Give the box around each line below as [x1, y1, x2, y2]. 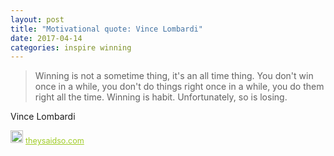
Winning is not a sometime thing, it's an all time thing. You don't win [34, 70, 314, 82]
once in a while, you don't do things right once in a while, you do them [34, 81, 325, 93]
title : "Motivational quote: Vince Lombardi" [10, 24, 203, 34]
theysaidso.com [25, 136, 85, 146]
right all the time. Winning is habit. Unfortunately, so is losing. [34, 91, 288, 103]
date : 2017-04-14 [10, 33, 83, 43]
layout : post [10, 14, 65, 25]
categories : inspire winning [10, 42, 132, 53]
